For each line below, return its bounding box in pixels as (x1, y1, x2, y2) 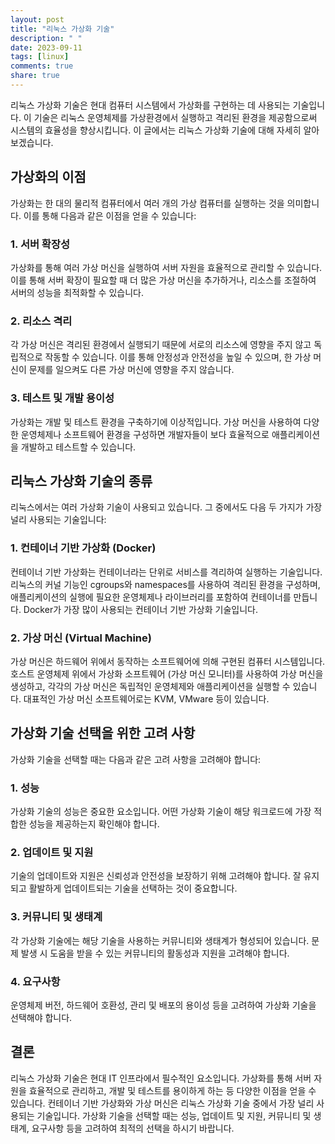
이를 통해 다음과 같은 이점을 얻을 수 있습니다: (23, 209, 197, 221)
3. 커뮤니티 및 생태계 (10, 910, 103, 924)
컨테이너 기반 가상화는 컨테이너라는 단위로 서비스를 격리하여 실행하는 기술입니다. (10, 566, 323, 578)
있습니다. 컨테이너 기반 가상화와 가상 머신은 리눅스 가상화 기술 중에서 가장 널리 (10, 1097, 315, 1109)
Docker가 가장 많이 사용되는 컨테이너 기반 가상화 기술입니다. (23, 603, 258, 615)
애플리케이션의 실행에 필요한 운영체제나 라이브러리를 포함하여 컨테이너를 (10, 591, 292, 603)
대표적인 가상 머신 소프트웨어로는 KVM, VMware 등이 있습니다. (23, 692, 270, 705)
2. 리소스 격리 (10, 314, 73, 328)
